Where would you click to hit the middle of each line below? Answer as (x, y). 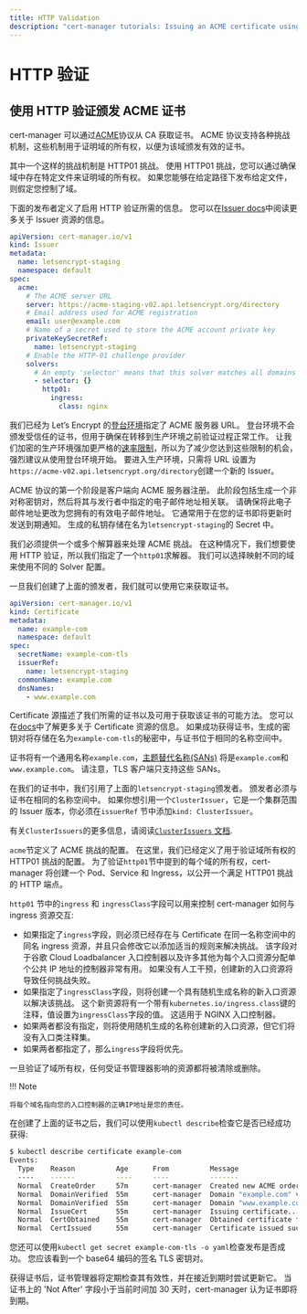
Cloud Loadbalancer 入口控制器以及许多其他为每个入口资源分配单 (172, 958)
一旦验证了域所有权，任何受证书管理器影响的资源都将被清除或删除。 (138, 1068)
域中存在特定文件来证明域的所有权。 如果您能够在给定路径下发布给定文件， (151, 177)
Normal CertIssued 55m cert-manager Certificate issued (151, 1229)
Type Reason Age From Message (128, 1169)
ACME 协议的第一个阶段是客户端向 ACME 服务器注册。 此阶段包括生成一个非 (153, 490)
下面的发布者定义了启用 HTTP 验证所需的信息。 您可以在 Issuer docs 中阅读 (149, 207)
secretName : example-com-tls (73, 654)
